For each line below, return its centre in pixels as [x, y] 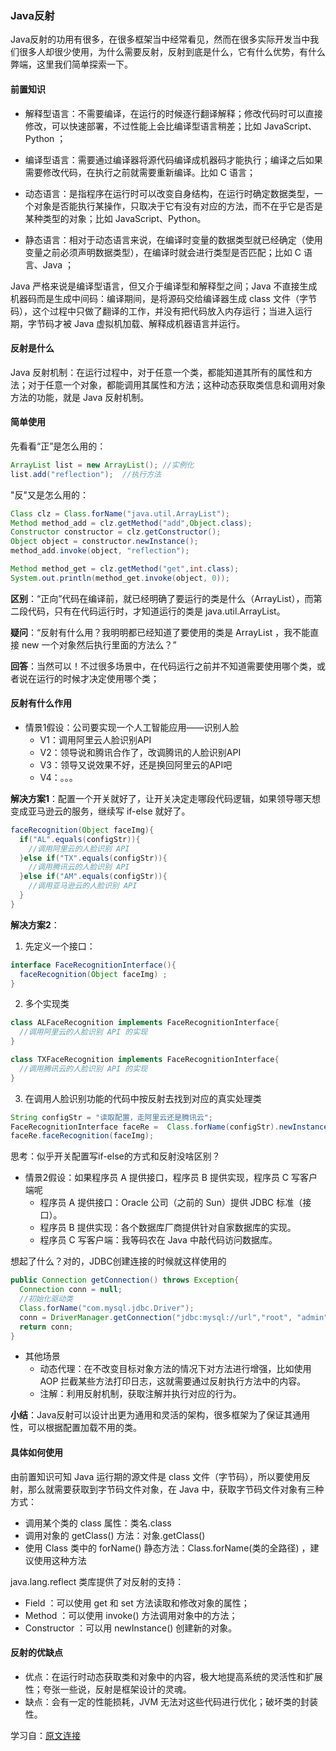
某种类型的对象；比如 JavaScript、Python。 [115, 218]
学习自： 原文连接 [45, 1735]
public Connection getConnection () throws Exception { [125, 1280]
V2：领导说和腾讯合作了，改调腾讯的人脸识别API [140, 752]
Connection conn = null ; [71, 1290]
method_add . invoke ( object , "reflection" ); [100, 551]
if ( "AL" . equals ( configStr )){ [80, 839]
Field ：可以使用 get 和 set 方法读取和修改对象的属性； [137, 1603]
